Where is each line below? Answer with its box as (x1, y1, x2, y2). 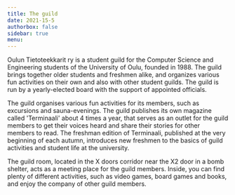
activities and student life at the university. (7, 144, 130, 152)
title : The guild (7, 10, 58, 18)
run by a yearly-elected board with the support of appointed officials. (7, 86, 207, 94)
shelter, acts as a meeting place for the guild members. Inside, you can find (7, 165, 225, 173)
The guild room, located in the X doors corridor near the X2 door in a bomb (7, 157, 224, 166)
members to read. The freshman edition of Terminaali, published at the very (7, 129, 226, 137)
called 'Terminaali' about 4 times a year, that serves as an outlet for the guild (7, 114, 229, 123)
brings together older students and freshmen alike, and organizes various (7, 71, 220, 79)
